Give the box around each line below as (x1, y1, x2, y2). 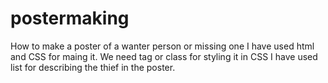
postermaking (10, 7, 130, 30)
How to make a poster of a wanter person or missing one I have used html (10, 40, 315, 52)
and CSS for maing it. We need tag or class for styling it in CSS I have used (10, 50, 318, 62)
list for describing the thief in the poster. (10, 61, 176, 73)
